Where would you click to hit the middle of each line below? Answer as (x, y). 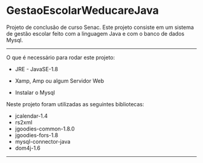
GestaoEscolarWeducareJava (82, 11)
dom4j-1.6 (27, 148)
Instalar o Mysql (35, 92)
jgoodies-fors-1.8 (37, 135)
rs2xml (24, 122)
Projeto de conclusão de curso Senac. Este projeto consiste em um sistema (100, 27)
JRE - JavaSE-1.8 (37, 69)
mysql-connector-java (43, 141)
